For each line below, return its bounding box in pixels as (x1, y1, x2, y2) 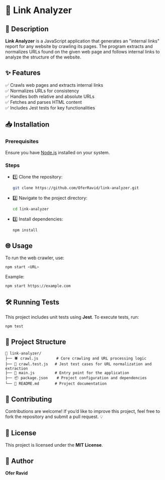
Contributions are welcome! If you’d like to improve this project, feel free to (5, 408, 160, 414)
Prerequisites (5, 138, 39, 145)
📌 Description (5, 25, 49, 33)
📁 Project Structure (5, 338, 66, 346)
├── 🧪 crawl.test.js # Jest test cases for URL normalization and (5, 362, 152, 367)
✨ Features (5, 69, 41, 77)
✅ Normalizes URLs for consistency (5, 88, 79, 94)
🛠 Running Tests (5, 298, 59, 307)
